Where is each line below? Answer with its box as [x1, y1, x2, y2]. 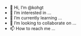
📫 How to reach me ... [9, 26, 55, 31]
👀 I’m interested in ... [9, 10, 52, 16]
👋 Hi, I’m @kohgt [9, 5, 44, 10]
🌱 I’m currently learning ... [9, 15, 62, 20]
